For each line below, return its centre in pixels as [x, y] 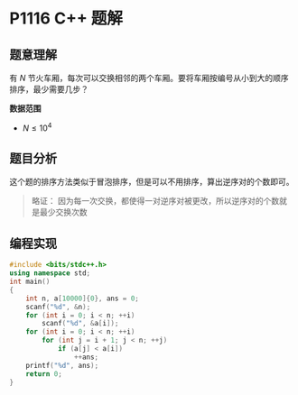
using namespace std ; [50, 273]
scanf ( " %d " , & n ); [58, 307]
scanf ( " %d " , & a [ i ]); [80, 324]
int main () [30, 282]
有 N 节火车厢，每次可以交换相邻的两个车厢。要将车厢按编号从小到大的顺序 [149, 78]
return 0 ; [44, 374]
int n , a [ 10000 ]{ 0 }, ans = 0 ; [83, 299]
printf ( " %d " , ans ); [62, 365]
